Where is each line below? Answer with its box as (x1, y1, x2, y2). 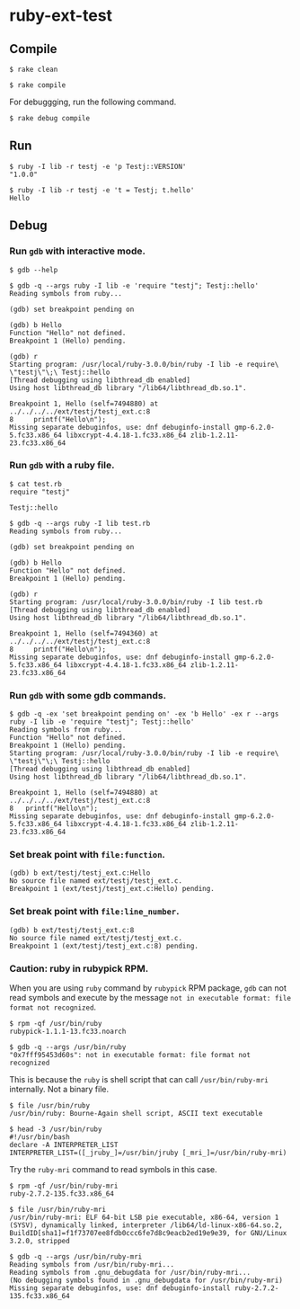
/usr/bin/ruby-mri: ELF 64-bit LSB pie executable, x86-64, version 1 (9, 1213, 279, 1222)
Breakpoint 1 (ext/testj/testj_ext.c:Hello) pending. (9, 885, 216, 894)
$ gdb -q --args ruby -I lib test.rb (9, 519, 151, 528)
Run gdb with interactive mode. (9, 245, 146, 257)
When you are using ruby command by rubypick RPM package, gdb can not (9, 982, 287, 993)
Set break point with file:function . (9, 849, 166, 861)
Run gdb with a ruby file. (9, 459, 115, 472)
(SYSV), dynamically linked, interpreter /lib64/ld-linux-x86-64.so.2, (9, 1220, 283, 1230)
